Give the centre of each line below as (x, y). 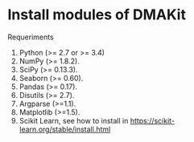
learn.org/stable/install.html (65, 129)
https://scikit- (152, 120)
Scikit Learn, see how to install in (74, 120)
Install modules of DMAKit (97, 15)
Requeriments (31, 37)
